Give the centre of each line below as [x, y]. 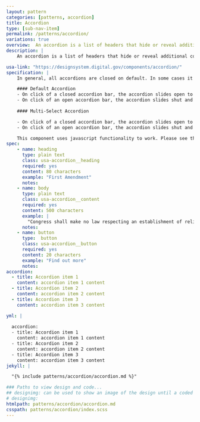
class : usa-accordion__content [61, 200]
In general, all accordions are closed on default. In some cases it [105, 78]
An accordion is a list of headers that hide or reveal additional [102, 56]
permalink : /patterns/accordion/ [48, 34]
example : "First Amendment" [57, 177]
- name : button [36, 233]
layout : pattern [26, 12]
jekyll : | [18, 366]
